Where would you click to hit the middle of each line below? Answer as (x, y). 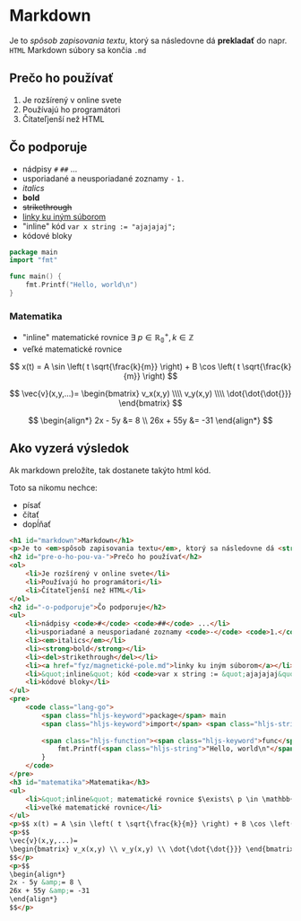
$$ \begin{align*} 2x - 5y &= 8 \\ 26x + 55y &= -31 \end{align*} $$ (150, 420)
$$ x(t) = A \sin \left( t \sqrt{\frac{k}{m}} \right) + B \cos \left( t (125, 366)
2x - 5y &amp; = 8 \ (46, 882)
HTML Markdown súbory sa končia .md (78, 49)
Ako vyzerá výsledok (69, 448)
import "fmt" (34, 260)
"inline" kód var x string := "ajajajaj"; (99, 226)
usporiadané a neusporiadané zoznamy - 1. (103, 178)
